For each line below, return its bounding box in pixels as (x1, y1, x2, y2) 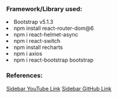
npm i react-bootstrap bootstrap (14, 56, 94, 64)
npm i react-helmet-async (14, 31, 78, 38)
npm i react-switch (14, 38, 61, 45)
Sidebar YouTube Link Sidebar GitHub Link (6, 85, 112, 92)
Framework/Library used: (6, 5, 82, 13)
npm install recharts (14, 44, 63, 51)
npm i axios (14, 50, 43, 57)
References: (6, 71, 43, 79)
